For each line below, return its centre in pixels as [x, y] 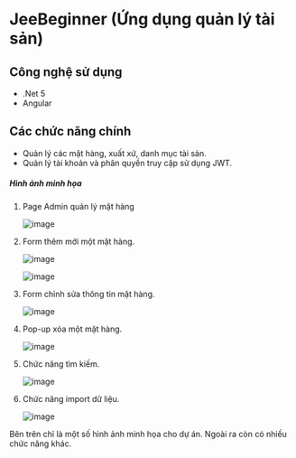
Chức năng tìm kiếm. [61, 364]
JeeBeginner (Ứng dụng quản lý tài [142, 19]
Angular [37, 103]
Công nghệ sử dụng [66, 72]
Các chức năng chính [70, 131]
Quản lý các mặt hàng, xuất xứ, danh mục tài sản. [115, 153]
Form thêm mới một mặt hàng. [79, 241]
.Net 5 [34, 93]
